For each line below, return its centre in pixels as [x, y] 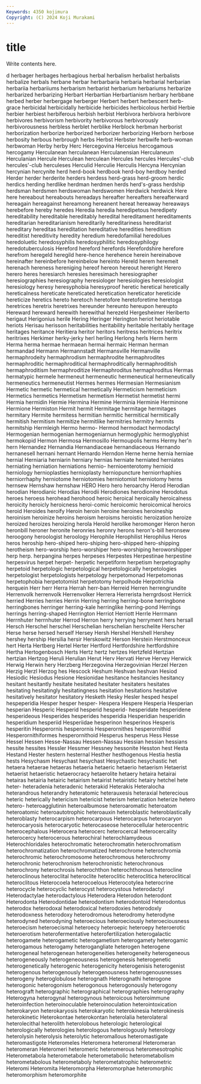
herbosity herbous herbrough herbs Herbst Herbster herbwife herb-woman [100, 140]
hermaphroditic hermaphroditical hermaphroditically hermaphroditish [91, 364]
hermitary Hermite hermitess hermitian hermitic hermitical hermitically [93, 415]
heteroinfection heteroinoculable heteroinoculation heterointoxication [91, 1004]
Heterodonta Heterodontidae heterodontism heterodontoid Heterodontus [96, 902]
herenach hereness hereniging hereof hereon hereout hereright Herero [94, 268]
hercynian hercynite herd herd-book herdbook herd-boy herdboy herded [96, 172]
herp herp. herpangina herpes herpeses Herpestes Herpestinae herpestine [99, 556]
